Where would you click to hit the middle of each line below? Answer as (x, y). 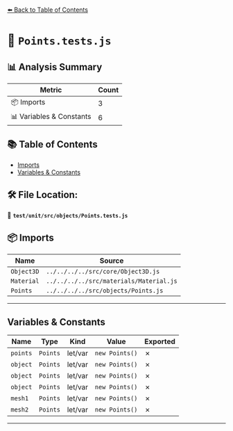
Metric (51, 90)
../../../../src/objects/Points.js (105, 291)
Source (112, 261)
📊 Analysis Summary (55, 67)
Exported (160, 341)
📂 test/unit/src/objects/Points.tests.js (68, 215)
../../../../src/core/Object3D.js (103, 272)
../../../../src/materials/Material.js (112, 281)
